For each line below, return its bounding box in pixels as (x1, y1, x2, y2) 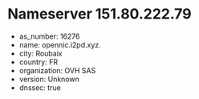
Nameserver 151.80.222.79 (7, 5, 192, 23)
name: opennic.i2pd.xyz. (18, 39, 101, 49)
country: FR (18, 57, 58, 67)
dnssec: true (18, 82, 61, 93)
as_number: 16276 (18, 31, 80, 41)
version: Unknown (18, 74, 79, 84)
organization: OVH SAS (18, 65, 96, 75)
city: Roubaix (18, 48, 63, 58)
